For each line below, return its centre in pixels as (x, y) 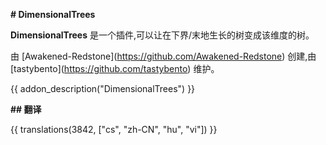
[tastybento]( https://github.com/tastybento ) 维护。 (115, 68)
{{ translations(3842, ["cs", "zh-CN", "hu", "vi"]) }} (114, 129)
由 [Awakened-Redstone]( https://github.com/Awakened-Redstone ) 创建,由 (163, 56)
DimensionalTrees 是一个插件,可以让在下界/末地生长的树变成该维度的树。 (162, 35)
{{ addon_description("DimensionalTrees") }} (103, 88)
